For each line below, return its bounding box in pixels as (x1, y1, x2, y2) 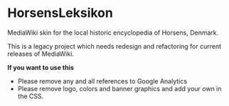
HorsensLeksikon (7, 5, 114, 21)
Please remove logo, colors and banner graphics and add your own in (17, 84, 222, 93)
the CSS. (17, 92, 44, 100)
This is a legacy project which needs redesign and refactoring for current (7, 42, 222, 50)
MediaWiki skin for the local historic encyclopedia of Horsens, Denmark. (7, 28, 219, 37)
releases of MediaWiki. (7, 49, 75, 58)
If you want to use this (7, 63, 75, 71)
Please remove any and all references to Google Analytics (17, 76, 187, 86)
